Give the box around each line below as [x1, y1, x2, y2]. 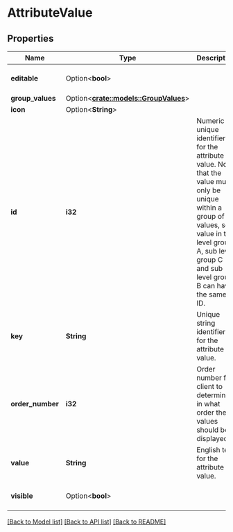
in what [196, 399, 221, 408]
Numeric [196, 116, 225, 126]
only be [196, 185, 221, 195]
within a [196, 203, 222, 213]
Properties [7, 33, 54, 44]
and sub [196, 264, 223, 273]
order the [196, 408, 227, 417]
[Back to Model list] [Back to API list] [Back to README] [7, 517, 166, 526]
